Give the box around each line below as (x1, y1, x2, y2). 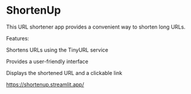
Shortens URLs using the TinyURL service (6, 46, 109, 54)
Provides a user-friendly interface (6, 58, 89, 65)
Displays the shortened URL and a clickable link (6, 69, 123, 76)
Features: (6, 35, 30, 42)
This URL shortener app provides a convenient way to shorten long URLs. (6, 23, 186, 30)
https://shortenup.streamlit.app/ (6, 81, 84, 88)
